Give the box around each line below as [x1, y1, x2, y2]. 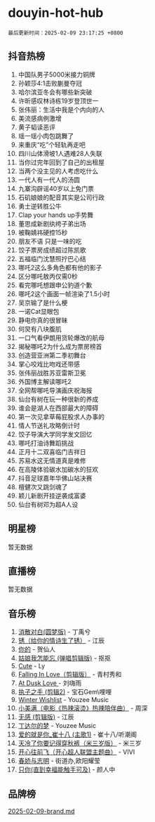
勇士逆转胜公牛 [18, 201, 62, 210]
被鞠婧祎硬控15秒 [18, 228, 68, 237]
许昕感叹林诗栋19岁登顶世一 [18, 96, 99, 105]
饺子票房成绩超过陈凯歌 [18, 246, 86, 254]
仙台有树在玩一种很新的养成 [18, 395, 99, 403]
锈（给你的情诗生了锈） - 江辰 [18, 637, 105, 645]
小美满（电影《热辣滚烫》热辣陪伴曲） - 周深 [18, 704, 148, 712]
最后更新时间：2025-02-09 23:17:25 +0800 [8, 29, 123, 37]
